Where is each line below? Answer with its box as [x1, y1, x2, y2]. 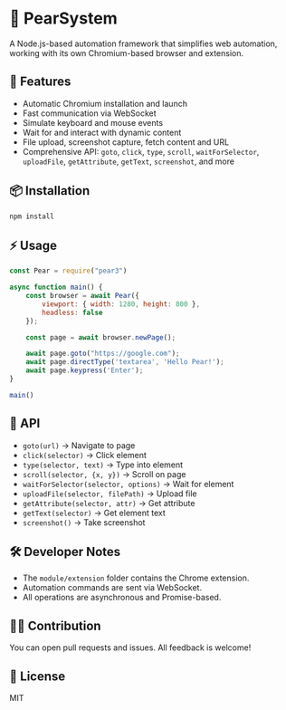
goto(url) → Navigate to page [22, 439, 136, 451]
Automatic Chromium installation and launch [22, 98, 188, 109]
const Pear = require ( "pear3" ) [9, 266, 128, 275]
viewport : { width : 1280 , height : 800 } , [42, 299, 201, 309]
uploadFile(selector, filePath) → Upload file [22, 488, 197, 499]
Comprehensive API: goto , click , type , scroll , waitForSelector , [22, 146, 260, 157]
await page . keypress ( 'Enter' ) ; [25, 366, 144, 375]
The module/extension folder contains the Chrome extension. [22, 572, 250, 583]
